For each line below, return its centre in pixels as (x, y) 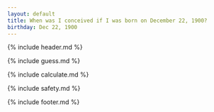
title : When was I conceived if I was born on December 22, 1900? (107, 21)
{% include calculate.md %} (48, 74)
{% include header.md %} (45, 47)
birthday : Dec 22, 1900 (43, 27)
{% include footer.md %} (44, 102)
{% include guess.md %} (44, 61)
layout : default (31, 14)
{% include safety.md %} (44, 89)
